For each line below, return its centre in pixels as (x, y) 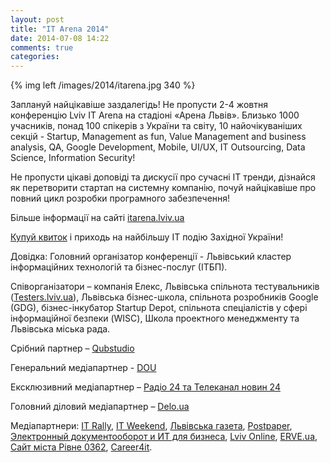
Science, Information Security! (73, 158)
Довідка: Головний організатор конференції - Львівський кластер (151, 257)
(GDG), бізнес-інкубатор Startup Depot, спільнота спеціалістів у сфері (159, 308)
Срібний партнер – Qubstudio (72, 348)
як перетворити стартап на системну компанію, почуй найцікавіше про (163, 188)
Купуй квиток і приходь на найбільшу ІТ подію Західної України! (147, 237)
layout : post (37, 19)
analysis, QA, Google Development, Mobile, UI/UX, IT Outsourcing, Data (158, 147)
